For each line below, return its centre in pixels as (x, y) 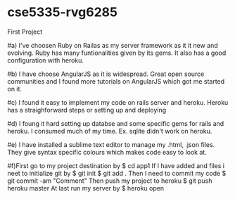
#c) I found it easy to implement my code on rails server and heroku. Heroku (118, 102)
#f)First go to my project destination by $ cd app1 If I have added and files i (116, 165)
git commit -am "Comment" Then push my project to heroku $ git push (110, 181)
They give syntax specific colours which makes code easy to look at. (107, 152)
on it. (15, 89)
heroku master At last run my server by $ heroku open (85, 188)
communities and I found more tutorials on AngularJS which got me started (116, 81)
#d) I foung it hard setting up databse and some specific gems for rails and (116, 123)
